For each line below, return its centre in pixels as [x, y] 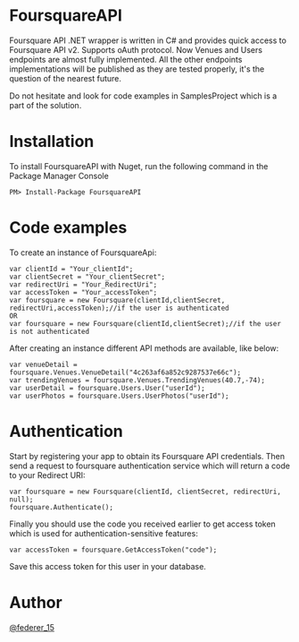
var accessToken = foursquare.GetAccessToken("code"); [113, 550]
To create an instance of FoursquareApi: [83, 253]
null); [21, 499]
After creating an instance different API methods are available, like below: [144, 348]
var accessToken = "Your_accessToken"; [83, 292]
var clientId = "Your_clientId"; [71, 269]
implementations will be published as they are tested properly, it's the [137, 69]
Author [36, 602]
